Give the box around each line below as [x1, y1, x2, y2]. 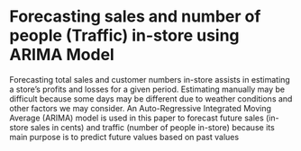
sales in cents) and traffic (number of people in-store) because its [30, 121, 275, 132]
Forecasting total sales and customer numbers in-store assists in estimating [9, 74, 290, 84]
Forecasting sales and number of [9, 6, 261, 27]
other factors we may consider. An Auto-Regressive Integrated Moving [9, 102, 272, 113]
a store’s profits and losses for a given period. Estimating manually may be [9, 84, 286, 94]
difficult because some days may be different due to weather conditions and [9, 93, 293, 104]
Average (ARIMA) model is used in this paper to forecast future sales [9, 112, 264, 123]
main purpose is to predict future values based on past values [9, 131, 240, 142]
